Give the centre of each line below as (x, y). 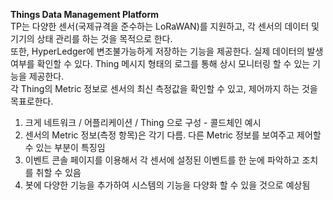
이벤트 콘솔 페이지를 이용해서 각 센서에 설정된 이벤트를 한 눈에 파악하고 (162, 160)
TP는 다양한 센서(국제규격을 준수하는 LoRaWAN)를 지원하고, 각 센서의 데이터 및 (165, 26)
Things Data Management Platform (85, 14)
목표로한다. (32, 101)
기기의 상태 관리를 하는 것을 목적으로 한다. (91, 38)
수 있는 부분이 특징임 (65, 147)
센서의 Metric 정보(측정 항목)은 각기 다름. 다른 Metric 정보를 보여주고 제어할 (173, 135)
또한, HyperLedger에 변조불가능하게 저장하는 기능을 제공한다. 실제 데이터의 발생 (167, 51)
